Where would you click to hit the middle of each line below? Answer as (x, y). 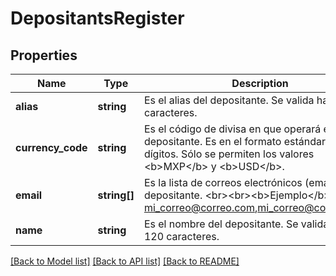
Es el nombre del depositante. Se (221, 224)
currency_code (51, 147)
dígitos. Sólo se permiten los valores (229, 154)
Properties (44, 55)
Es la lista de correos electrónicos (223, 182)
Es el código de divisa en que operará (232, 129)
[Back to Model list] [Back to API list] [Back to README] (125, 261)
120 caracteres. (181, 236)
